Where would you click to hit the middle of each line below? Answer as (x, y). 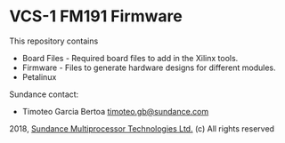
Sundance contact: (44, 94)
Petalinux (39, 76)
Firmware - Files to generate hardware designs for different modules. (149, 68)
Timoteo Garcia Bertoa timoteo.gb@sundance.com (115, 111)
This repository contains (54, 41)
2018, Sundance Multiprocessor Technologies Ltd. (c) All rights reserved (142, 128)
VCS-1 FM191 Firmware (96, 16)
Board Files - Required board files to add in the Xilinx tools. (130, 58)
